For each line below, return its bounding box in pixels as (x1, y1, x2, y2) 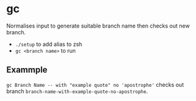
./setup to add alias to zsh (15, 40, 83, 48)
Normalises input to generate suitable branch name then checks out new (6, 22, 190, 29)
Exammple (6, 65, 48, 75)
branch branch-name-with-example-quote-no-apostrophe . (6, 88, 148, 95)
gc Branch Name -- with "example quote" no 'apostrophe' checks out (6, 81, 184, 88)
